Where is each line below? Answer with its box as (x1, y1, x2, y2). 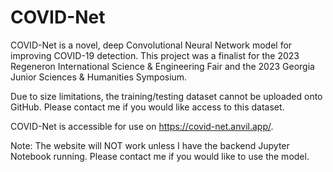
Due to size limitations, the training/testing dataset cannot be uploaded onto (10, 90, 323, 102)
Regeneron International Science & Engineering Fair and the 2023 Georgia (10, 60, 315, 72)
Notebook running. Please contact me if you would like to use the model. (10, 150, 310, 162)
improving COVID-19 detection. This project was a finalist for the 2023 (10, 49, 300, 61)
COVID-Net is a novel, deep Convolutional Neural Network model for (10, 39, 293, 51)
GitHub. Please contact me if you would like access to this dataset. (10, 101, 285, 113)
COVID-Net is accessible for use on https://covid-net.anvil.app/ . (10, 120, 274, 132)
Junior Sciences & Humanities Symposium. (10, 71, 188, 83)
